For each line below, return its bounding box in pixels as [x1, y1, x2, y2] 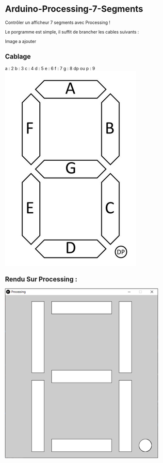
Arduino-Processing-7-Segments [5, 3, 144, 15]
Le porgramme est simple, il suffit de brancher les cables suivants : [5, 29, 139, 35]
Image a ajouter [5, 38, 36, 44]
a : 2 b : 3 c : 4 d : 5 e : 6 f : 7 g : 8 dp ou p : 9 [5, 65, 96, 71]
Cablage [5, 53, 31, 61]
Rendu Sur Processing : [5, 275, 78, 283]
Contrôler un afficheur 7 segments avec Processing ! [5, 19, 111, 25]
